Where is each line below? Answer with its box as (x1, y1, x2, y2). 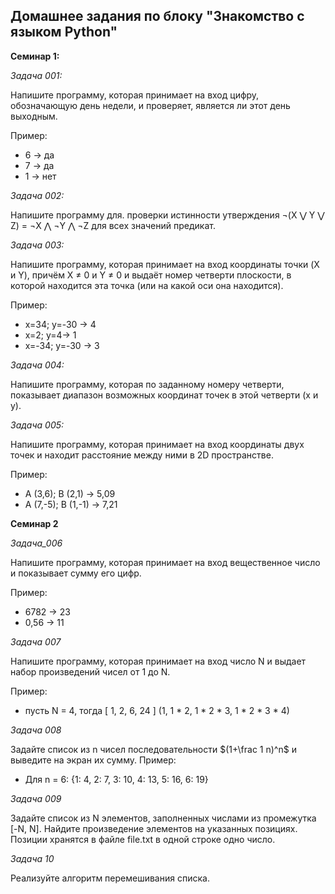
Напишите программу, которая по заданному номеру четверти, (10, 378, 285, 390)
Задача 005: (10, 419, 65, 431)
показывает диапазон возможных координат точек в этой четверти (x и (10, 389, 319, 401)
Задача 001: (10, 69, 63, 81)
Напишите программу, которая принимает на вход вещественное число (10, 556, 321, 568)
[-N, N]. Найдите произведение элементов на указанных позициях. (10, 822, 298, 834)
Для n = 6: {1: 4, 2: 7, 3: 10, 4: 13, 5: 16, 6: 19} (24, 773, 209, 785)
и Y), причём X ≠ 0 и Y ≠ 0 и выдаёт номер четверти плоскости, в (10, 269, 292, 281)
